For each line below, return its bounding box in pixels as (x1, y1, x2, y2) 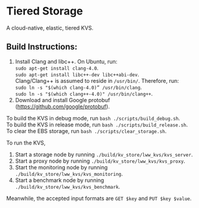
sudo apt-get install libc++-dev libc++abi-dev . (15, 71, 140, 78)
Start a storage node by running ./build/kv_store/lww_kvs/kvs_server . (15, 151, 193, 158)
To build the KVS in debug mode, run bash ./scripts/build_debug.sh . (6, 114, 180, 122)
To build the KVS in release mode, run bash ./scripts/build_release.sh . (6, 121, 188, 128)
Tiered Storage (6, 4, 83, 18)
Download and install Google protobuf (15, 96, 110, 103)
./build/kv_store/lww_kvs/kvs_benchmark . (15, 183, 120, 190)
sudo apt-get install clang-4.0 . (15, 64, 99, 71)
